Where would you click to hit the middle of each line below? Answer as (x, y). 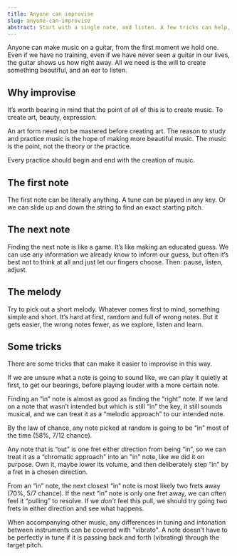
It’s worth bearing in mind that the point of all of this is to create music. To (115, 110)
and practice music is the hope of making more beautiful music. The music (117, 139)
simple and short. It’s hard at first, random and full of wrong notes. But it (113, 316)
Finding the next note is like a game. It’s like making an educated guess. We (118, 247)
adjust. (17, 269)
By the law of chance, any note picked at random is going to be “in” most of (118, 428)
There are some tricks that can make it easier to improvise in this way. (110, 364)
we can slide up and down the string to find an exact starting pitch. (105, 207)
